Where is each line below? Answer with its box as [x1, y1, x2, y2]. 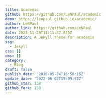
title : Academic [5, 7, 39, 12]
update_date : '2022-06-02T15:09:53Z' [5, 76, 84, 81]
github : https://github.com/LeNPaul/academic [5, 12, 101, 17]
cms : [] [5, 53, 21, 58]
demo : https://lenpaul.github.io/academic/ [5, 16, 97, 21]
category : [5, 58, 26, 63]
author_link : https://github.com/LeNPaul [5, 26, 93, 31]
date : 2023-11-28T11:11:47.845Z [5, 30, 72, 35]
